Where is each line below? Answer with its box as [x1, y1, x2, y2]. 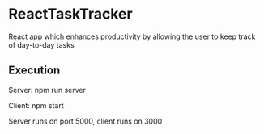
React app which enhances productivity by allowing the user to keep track [8, 31, 256, 41]
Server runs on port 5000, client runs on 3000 [8, 116, 163, 126]
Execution [8, 64, 61, 77]
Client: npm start [8, 100, 65, 110]
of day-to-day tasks [8, 40, 75, 49]
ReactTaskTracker [8, 5, 133, 23]
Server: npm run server [8, 85, 87, 94]
